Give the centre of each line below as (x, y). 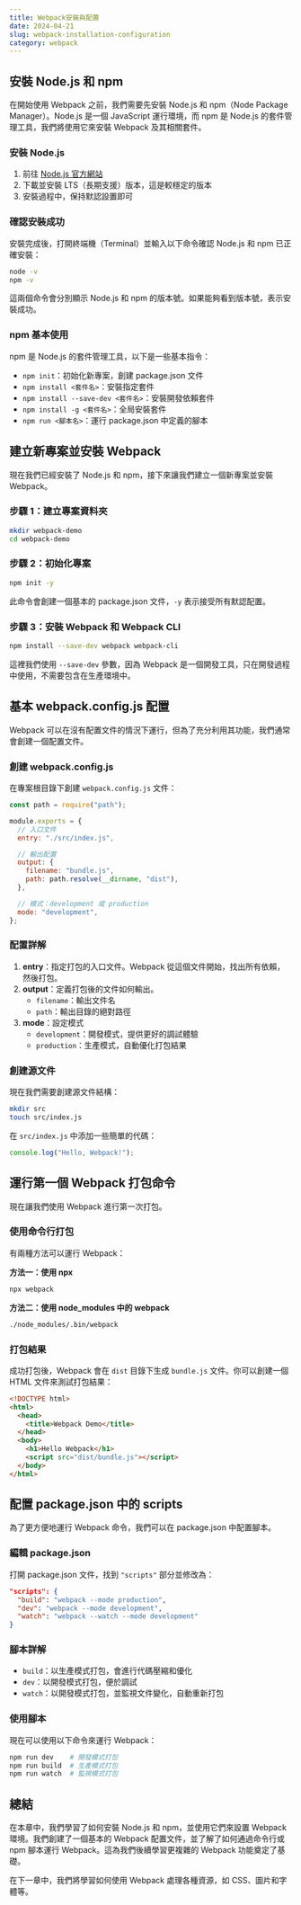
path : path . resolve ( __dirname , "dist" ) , (102, 879)
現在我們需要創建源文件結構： (64, 1092)
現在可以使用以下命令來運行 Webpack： (83, 1740)
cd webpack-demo (40, 539)
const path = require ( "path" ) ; (68, 806)
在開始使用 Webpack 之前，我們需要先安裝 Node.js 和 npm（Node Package (149, 105)
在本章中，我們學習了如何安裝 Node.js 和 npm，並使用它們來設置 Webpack (148, 1828)
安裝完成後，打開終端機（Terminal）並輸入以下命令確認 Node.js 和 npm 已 (147, 243)
